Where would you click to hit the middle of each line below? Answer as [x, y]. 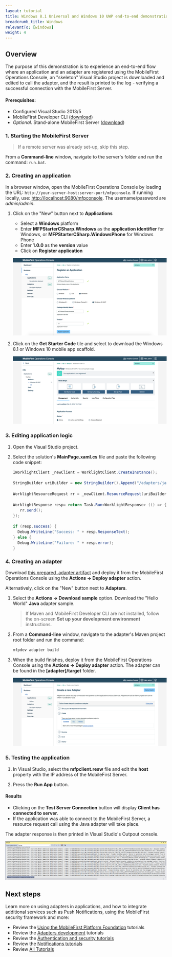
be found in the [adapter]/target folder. [54, 670]
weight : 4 [16, 33]
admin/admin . [20, 203]
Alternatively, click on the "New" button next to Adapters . [66, 588]
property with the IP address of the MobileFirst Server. [70, 774]
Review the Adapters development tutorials [58, 933]
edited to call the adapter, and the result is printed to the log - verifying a [82, 83]
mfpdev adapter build [36, 650]
